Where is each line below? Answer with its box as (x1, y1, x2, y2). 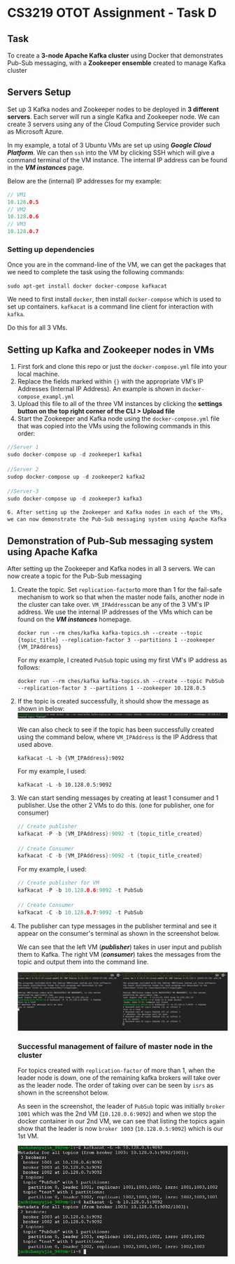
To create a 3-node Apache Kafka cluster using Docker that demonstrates (7, 51, 224, 59)
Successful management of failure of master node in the (17, 1041, 213, 1051)
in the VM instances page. (7, 163, 85, 171)
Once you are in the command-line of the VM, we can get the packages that (7, 260, 227, 269)
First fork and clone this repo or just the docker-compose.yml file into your (17, 363, 227, 371)
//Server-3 (7, 488, 39, 495)
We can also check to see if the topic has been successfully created (17, 725, 215, 733)
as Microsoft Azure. (7, 127, 64, 136)
